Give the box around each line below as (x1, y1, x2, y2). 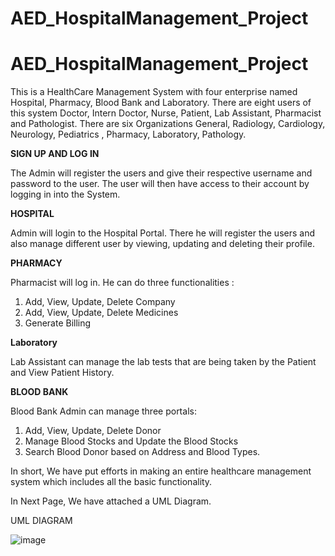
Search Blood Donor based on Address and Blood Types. (24, 446, 261, 458)
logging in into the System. (10, 188, 121, 201)
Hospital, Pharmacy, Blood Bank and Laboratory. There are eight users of (10, 97, 312, 109)
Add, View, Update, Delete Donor (24, 425, 162, 437)
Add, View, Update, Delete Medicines (24, 307, 179, 319)
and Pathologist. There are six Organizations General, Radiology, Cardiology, (10, 118, 326, 130)
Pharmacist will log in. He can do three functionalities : (10, 277, 235, 289)
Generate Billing (24, 317, 92, 329)
